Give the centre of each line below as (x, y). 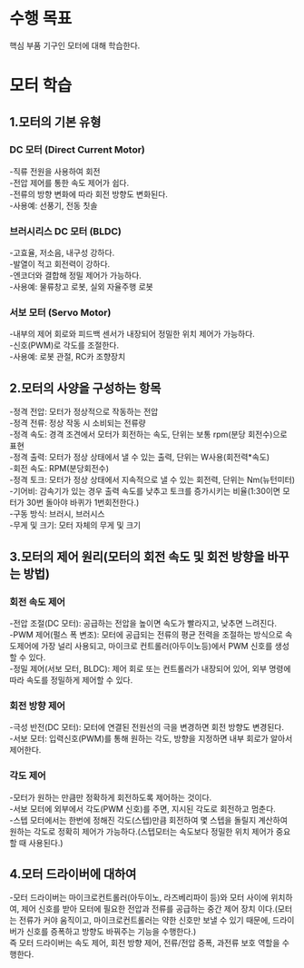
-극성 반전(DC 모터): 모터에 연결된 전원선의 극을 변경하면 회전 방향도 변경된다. (147, 727)
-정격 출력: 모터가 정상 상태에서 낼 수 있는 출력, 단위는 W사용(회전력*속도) (140, 457)
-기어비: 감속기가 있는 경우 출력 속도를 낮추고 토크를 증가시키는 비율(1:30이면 (145, 491)
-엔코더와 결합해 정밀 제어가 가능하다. (76, 276)
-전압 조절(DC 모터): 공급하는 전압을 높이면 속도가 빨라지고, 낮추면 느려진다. (143, 623)
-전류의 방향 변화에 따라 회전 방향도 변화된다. (88, 194)
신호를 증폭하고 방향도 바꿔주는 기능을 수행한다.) (111, 932)
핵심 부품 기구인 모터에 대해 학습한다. (75, 45)
